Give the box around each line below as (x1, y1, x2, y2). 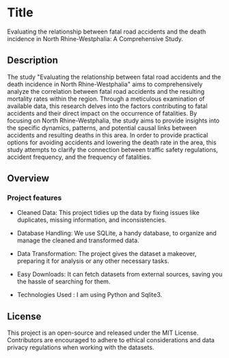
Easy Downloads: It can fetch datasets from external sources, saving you (16, 270, 223, 279)
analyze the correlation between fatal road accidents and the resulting (7, 87, 205, 95)
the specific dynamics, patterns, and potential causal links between (7, 123, 197, 131)
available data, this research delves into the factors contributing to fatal (7, 101, 208, 110)
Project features (7, 193, 62, 203)
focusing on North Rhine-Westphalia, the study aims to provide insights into (7, 116, 220, 125)
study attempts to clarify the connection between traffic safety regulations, (7, 145, 219, 153)
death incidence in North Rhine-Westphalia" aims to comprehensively (7, 80, 203, 88)
